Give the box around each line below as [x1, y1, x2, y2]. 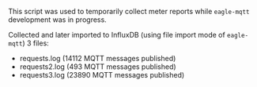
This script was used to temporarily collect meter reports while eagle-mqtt [8, 7, 250, 16]
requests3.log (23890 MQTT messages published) [19, 71, 185, 79]
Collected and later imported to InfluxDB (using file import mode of [8, 31, 225, 39]
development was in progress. [8, 15, 107, 24]
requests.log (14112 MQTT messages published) [19, 54, 176, 63]
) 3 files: [22, 38, 49, 48]
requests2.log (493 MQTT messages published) [19, 62, 176, 71]
